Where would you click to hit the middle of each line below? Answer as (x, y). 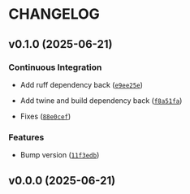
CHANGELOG (54, 14)
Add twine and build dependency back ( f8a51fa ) (101, 100)
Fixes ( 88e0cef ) (45, 116)
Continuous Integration (55, 67)
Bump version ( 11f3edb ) (60, 155)
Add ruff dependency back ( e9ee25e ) (82, 84)
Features (26, 137)
